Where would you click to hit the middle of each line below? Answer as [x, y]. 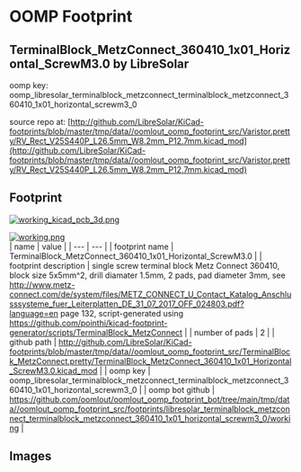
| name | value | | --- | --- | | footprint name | [92, 246]
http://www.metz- [42, 284]
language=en [34, 313]
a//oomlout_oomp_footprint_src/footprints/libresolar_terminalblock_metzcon [150, 409]
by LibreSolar [151, 63]
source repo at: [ [40, 122]
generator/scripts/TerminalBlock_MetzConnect [96, 332]
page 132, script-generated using [122, 313]
